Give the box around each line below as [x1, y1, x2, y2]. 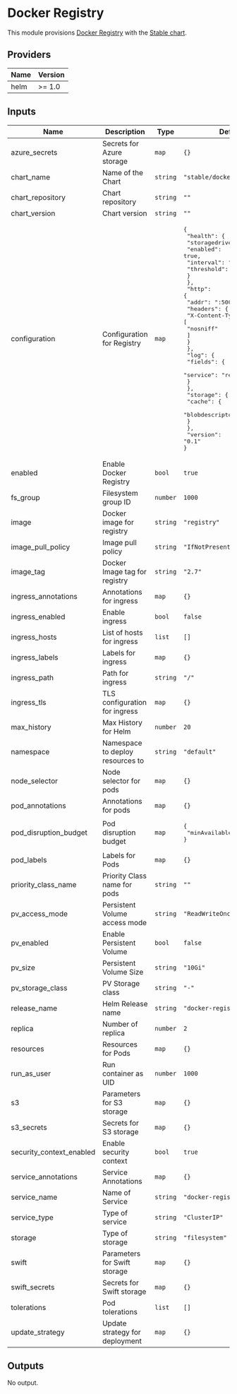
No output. [7, 1378, 39, 1387]
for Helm [102, 726, 131, 736]
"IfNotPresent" [183, 542, 235, 551]
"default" [183, 747, 217, 756]
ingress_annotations [11, 591, 78, 601]
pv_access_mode [11, 909, 68, 919]
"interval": [186, 258, 226, 266]
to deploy [102, 746, 134, 756]
